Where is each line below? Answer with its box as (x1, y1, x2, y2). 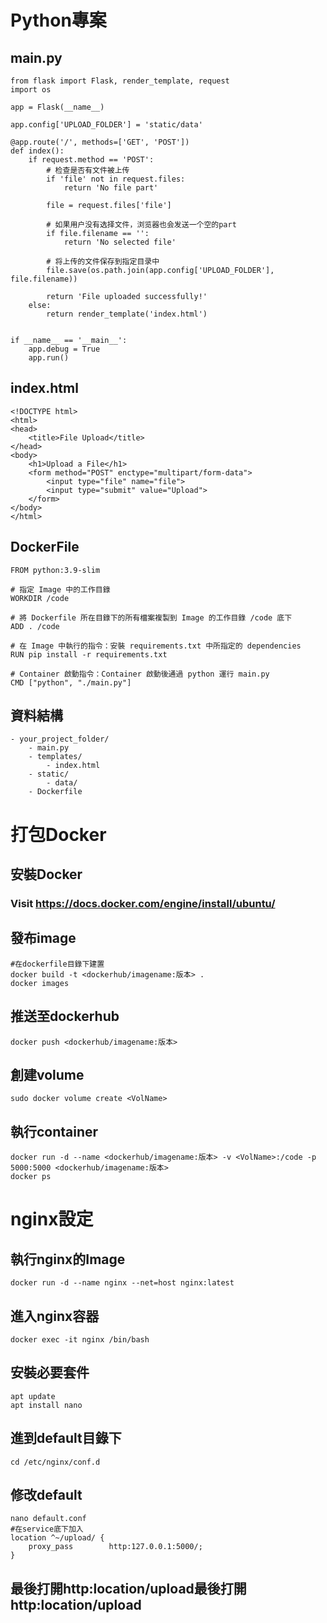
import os (10, 85, 52, 95)
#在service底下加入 (10, 1524, 84, 1535)
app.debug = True (28, 344, 101, 354)
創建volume (10, 1066, 85, 1083)
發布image (10, 930, 77, 947)
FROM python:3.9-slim (10, 565, 101, 575)
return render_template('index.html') (46, 309, 208, 319)
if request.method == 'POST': (28, 155, 155, 165)
